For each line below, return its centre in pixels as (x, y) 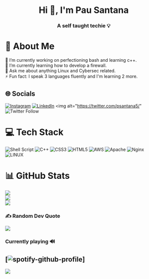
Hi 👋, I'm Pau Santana (84, 10)
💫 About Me (30, 46)
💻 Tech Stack (34, 132)
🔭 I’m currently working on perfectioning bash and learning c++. (71, 60)
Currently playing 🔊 (30, 241)
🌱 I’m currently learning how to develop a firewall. (56, 66)
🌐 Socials (20, 94)
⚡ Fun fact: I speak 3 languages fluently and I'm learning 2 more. (72, 76)
